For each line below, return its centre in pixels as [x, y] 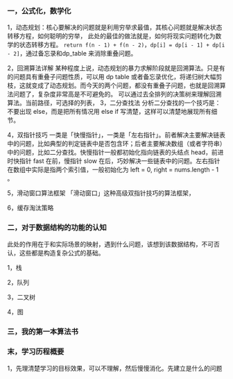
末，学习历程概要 [36, 352]
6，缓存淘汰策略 [31, 208]
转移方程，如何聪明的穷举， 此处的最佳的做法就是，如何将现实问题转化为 [111, 36]
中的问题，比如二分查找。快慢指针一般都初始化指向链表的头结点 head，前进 [115, 152]
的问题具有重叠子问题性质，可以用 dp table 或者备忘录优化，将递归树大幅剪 [115, 77]
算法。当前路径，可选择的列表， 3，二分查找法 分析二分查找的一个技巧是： [114, 103]
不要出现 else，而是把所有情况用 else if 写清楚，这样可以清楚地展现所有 [109, 112]
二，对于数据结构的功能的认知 [57, 228]
